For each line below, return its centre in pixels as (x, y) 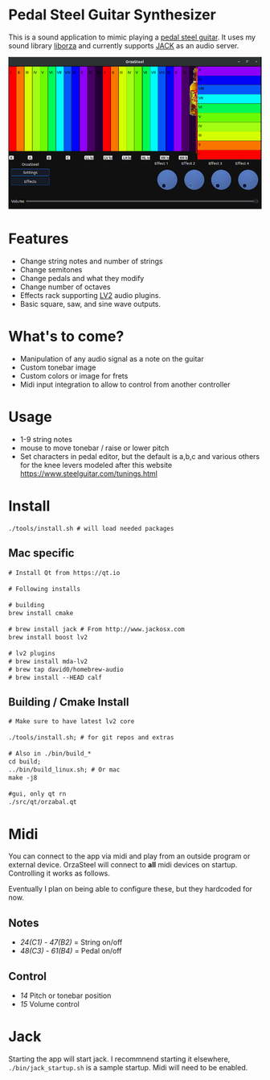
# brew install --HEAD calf (55, 677)
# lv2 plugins (32, 653)
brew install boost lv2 (48, 637)
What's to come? (66, 337)
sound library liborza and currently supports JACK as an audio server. (124, 45)
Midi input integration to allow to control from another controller (125, 384)
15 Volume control (50, 1003)
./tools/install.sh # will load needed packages (91, 528)
